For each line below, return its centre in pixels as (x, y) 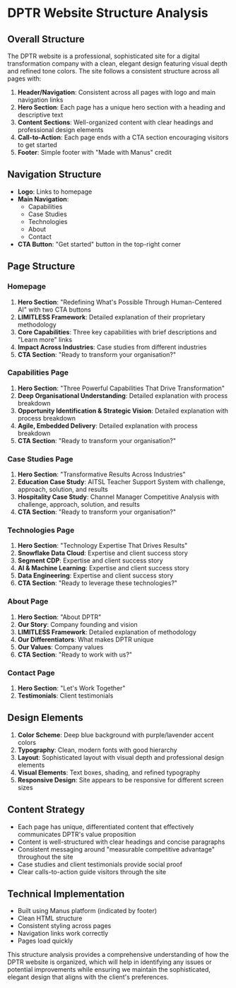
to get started (37, 145)
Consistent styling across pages (64, 926)
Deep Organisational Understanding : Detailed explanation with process (123, 395)
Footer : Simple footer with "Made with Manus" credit (94, 152)
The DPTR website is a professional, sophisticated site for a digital (104, 56)
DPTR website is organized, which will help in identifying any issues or (110, 962)
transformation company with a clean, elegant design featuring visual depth (117, 64)
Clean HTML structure (50, 918)
